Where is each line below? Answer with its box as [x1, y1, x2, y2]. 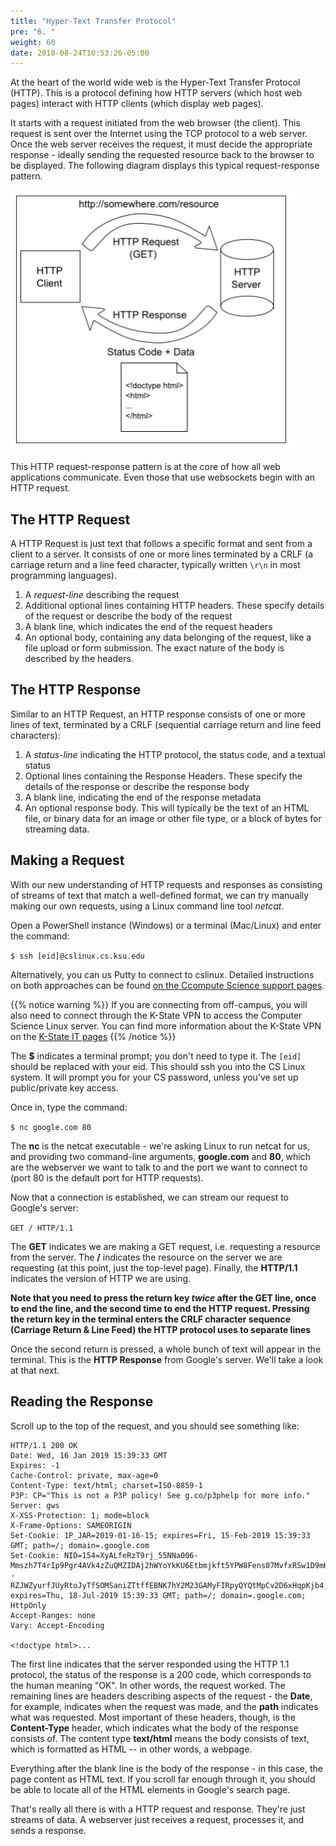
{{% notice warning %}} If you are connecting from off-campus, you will [10, 998, 308, 1010]
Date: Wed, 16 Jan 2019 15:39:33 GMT [10, 1450, 168, 1460]
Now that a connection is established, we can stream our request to [10, 1191, 290, 1203]
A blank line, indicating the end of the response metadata [24, 791, 262, 803]
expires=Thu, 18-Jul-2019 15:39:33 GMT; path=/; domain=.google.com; [10, 1590, 307, 1600]
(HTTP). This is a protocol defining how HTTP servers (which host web [10, 87, 303, 99]
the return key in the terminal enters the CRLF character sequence [10, 1313, 291, 1325]
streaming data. [24, 823, 90, 835]
